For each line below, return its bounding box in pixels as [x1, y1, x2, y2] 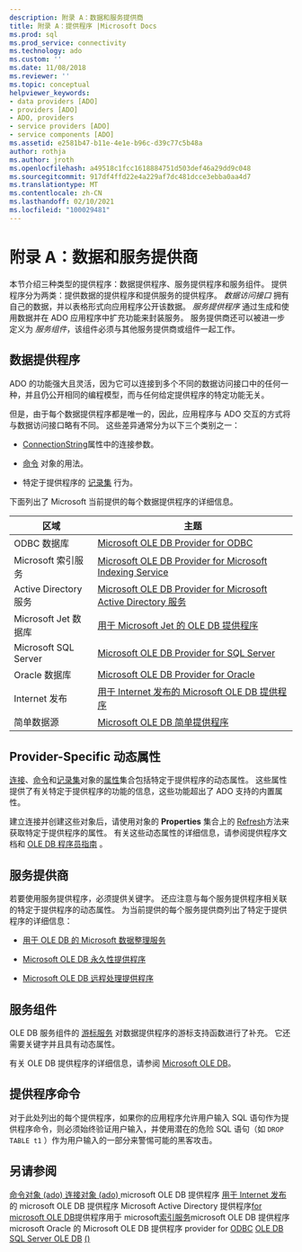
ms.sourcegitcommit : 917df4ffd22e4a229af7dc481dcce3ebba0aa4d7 [9, 172, 252, 181]
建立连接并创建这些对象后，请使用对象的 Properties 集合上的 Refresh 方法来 [9, 816, 290, 827]
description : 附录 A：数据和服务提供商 [9, 13, 144, 22]
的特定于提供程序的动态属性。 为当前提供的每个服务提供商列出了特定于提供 [9, 905, 288, 916]
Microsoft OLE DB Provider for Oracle [97, 667, 255, 680]
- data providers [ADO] [9, 96, 99, 106]
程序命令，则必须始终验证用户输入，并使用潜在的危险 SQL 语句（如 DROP [16, 1123, 285, 1134]
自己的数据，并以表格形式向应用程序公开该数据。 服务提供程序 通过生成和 [9, 300, 281, 311]
